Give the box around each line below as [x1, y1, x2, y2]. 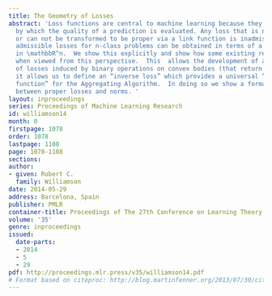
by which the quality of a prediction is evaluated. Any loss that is [15, 27, 259, 35]
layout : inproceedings [8, 95, 85, 103]
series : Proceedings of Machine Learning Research [8, 102, 183, 110]
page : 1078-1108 [8, 148, 63, 156]
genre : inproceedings [8, 223, 82, 231]
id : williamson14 [8, 110, 67, 118]
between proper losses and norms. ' [15, 87, 139, 96]
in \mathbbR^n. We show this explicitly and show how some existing [15, 49, 255, 58]
